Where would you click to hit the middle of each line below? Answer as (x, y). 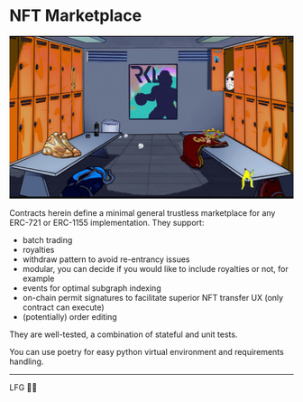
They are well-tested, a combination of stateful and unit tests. (124, 334)
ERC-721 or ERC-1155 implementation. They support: (107, 222)
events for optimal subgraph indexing (92, 288)
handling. (27, 361)
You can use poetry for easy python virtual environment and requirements (147, 351)
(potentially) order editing (69, 316)
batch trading (47, 239)
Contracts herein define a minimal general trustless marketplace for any (142, 212)
